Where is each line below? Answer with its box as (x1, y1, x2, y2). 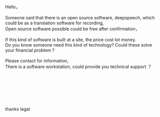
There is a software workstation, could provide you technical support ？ (5, 64, 152, 69)
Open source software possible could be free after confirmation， (5, 26, 140, 32)
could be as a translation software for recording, (5, 20, 104, 26)
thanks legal (5, 106, 30, 112)
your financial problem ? (5, 47, 55, 53)
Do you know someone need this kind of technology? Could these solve (5, 42, 153, 48)
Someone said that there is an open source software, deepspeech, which (5, 15, 155, 20)
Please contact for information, (5, 58, 69, 63)
